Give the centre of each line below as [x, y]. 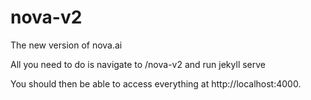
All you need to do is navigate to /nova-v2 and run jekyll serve [138, 64]
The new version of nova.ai [66, 45]
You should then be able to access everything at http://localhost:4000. [156, 83]
